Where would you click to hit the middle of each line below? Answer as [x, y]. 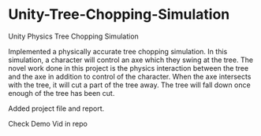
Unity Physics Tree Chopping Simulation [74, 36]
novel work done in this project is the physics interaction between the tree [129, 68]
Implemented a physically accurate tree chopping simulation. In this [118, 51]
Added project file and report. [56, 108]
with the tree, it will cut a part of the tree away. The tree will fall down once [129, 85]
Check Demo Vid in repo [48, 123]
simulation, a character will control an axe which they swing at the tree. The [131, 60]
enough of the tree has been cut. [62, 93]
